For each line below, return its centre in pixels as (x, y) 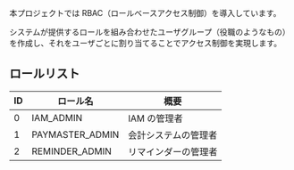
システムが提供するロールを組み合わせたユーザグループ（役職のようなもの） (150, 32)
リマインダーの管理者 (173, 151)
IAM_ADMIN (57, 117)
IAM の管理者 (155, 118)
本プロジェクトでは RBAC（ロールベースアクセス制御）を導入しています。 (145, 13)
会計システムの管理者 (172, 134)
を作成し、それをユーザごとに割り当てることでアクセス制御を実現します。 (146, 43)
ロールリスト (45, 74)
